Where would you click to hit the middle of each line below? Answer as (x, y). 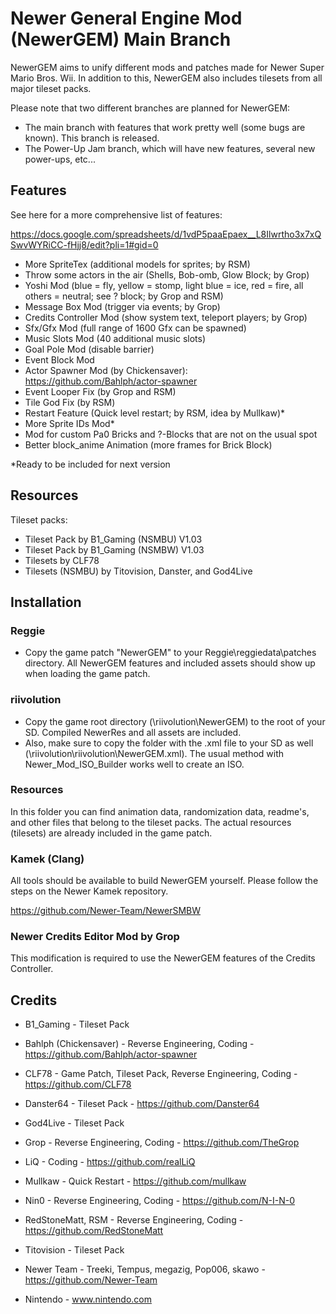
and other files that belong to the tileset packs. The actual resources (151, 822)
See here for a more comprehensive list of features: (116, 214)
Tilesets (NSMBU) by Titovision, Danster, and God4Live (138, 571)
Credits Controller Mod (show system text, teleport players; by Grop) (166, 317)
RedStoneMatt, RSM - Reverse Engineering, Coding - (134, 1220)
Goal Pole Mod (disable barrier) (89, 349)
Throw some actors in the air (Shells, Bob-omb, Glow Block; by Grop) (167, 274)
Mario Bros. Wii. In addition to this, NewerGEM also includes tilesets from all (166, 78)
